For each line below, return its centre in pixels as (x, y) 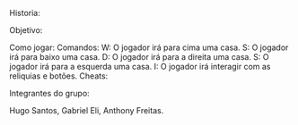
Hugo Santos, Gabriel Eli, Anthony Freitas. (87, 110)
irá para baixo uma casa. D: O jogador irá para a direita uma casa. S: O (139, 57)
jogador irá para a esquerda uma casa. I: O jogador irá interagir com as (140, 67)
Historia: (25, 13)
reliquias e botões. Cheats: (59, 76)
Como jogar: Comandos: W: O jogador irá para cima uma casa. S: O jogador (149, 47)
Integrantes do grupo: (49, 93)
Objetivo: (26, 30)
